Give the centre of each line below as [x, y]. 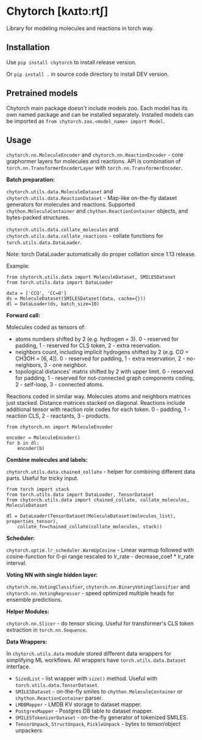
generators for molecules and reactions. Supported [71, 205]
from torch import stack [38, 490]
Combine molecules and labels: [47, 460]
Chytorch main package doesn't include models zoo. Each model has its [97, 108]
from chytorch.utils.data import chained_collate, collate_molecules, [98, 500]
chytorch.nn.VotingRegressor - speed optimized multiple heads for [91, 593]
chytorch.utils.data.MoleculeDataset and [60, 191]
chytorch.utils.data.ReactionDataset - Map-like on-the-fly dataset [92, 198]
